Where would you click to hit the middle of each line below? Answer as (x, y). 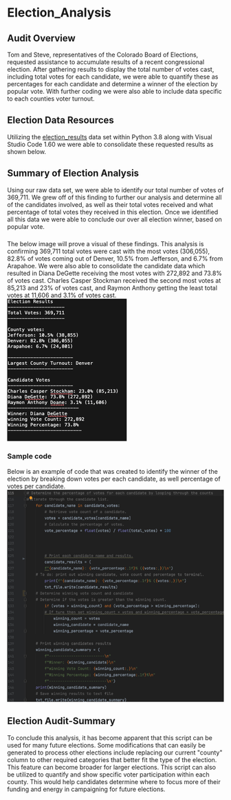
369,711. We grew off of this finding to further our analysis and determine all (114, 197)
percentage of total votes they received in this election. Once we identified (113, 212)
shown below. (27, 151)
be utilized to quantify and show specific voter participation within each (108, 774)
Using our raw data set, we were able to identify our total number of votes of (115, 190)
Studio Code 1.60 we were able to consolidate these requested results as (110, 144)
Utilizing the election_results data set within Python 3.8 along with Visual (110, 137)
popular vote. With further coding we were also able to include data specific (114, 91)
